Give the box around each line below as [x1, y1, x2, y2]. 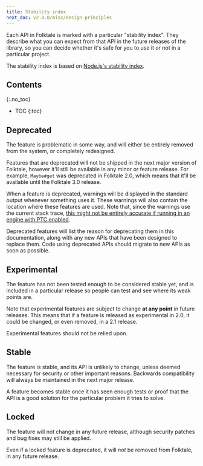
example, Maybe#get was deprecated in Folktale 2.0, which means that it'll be [6, 172, 196, 179]
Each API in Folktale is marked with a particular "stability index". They [6, 31, 179, 38]
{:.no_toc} [6, 96, 31, 103]
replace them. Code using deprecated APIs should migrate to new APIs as [6, 240, 190, 248]
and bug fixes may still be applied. [6, 434, 92, 442]
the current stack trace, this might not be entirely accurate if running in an [6, 209, 190, 217]
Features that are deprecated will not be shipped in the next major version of [6, 159, 197, 166]
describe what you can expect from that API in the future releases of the [6, 38, 186, 45]
